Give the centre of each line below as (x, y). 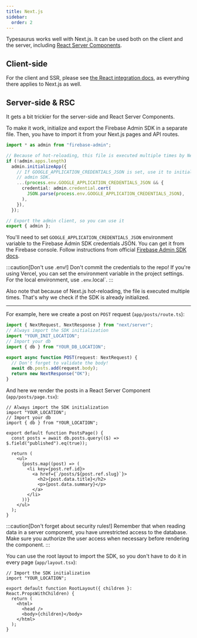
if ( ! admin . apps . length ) (36, 161)
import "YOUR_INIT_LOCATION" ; (43, 336)
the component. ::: (28, 545)
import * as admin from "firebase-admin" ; (59, 145)
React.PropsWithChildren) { (40, 593)
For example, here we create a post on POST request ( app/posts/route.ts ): (95, 314)
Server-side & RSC (40, 102)
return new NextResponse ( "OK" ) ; (51, 374)
